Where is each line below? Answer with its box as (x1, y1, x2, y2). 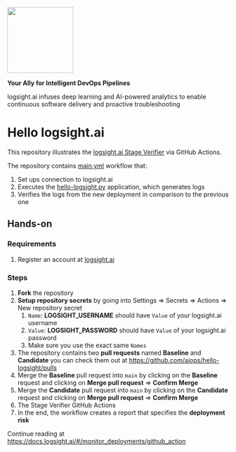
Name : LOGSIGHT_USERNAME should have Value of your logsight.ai (27, 310, 222, 320)
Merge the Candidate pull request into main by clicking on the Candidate (17, 386, 228, 394)
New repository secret (17, 303, 83, 312)
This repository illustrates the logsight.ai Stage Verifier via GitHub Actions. (7, 148, 222, 156)
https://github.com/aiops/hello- (129, 356, 220, 364)
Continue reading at (7, 429, 65, 438)
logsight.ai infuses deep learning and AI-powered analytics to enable (7, 92, 207, 101)
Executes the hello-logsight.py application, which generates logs (17, 182, 205, 191)
